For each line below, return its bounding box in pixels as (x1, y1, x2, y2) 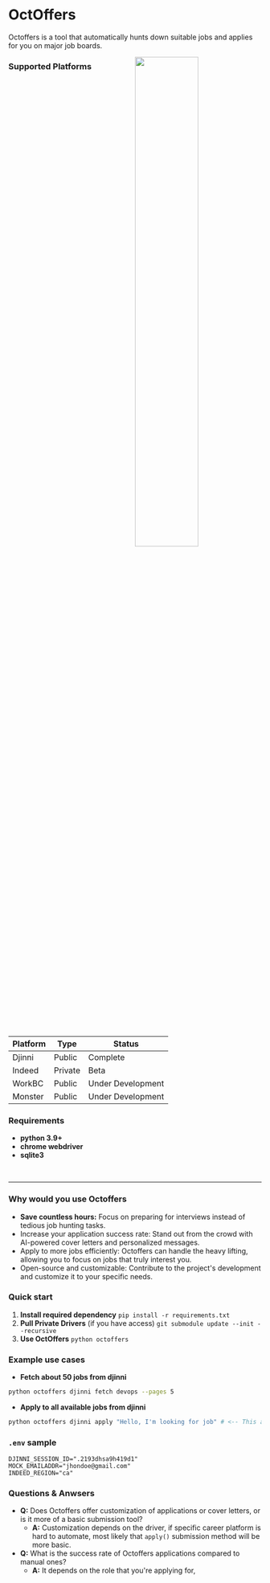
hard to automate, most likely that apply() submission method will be (31, 1532, 260, 1541)
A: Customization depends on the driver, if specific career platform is (31, 1523, 261, 1532)
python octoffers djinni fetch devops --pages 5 (8, 1388, 174, 1396)
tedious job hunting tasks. (19, 1220, 106, 1230)
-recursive (19, 1327, 57, 1335)
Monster (12, 1090, 44, 1102)
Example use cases (8, 1354, 86, 1365)
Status (113, 1038, 139, 1049)
